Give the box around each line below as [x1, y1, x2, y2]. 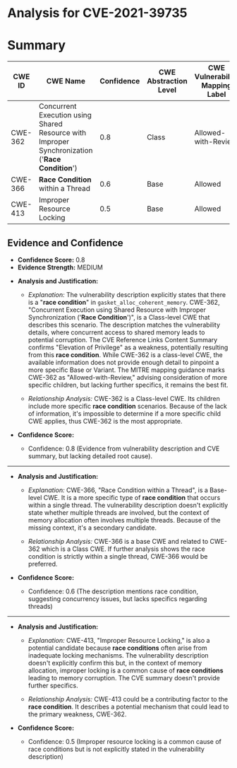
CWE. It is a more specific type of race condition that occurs [43, 493, 221, 501]
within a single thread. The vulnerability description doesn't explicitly [28, 501, 229, 509]
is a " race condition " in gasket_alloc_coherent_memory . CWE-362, [28, 298, 220, 306]
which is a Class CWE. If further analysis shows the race [41, 545, 206, 553]
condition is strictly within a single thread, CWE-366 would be [28, 552, 208, 560]
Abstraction [147, 76, 188, 86]
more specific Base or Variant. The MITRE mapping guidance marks [28, 366, 226, 374]
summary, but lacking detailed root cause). [28, 451, 153, 460]
